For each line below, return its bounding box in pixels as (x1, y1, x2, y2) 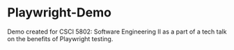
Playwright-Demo (7, 5, 111, 21)
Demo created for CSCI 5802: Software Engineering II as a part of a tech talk (7, 27, 227, 36)
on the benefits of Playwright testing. (7, 34, 114, 42)
